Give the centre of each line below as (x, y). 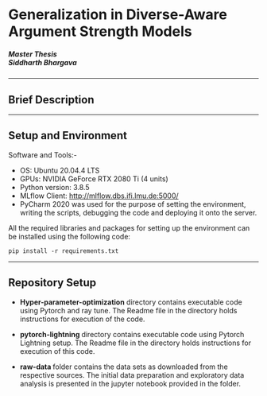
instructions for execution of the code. (82, 319)
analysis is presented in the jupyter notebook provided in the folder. (130, 383)
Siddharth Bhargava (43, 62)
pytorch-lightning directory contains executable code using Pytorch (132, 334)
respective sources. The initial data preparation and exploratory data (132, 375)
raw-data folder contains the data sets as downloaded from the (124, 367)
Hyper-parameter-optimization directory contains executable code (131, 302)
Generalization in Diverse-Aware (118, 15)
